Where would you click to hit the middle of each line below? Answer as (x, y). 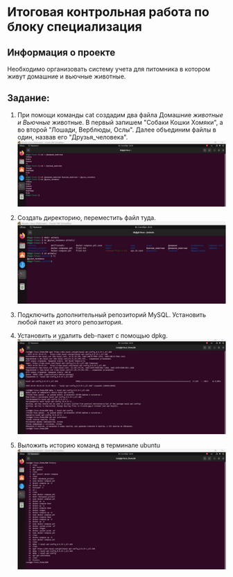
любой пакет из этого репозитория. (70, 322)
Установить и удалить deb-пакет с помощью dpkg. (92, 335)
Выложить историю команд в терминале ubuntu (89, 445)
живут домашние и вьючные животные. (67, 76)
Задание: (28, 98)
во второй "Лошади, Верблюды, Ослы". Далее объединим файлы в (116, 130)
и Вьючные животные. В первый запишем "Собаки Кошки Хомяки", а (120, 122)
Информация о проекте (61, 52)
